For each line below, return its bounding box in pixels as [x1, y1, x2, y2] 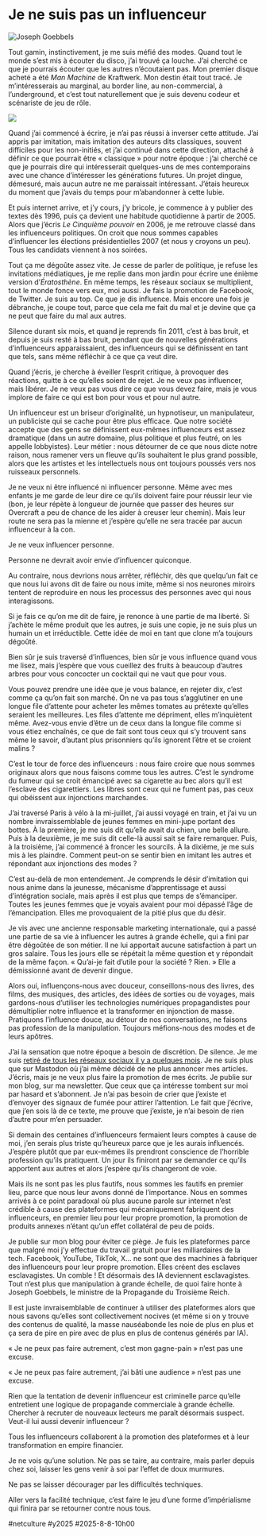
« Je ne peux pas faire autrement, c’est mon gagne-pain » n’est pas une [8, 1343, 244, 1352]
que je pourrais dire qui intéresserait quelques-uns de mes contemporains [8, 161, 251, 172]
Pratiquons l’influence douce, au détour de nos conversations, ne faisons [8, 1015, 248, 1024]
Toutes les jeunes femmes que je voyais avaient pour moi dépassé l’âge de [8, 900, 253, 909]
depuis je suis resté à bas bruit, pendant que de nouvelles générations [8, 335, 238, 344]
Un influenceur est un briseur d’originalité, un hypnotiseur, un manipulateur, [8, 408, 255, 417]
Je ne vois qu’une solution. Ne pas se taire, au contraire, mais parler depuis [8, 1456, 256, 1465]
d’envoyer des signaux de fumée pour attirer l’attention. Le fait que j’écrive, [8, 1097, 253, 1107]
